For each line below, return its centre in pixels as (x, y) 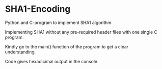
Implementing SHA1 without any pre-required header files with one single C (81, 32)
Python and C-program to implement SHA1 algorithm (58, 23)
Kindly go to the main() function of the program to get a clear (67, 46)
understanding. (20, 52)
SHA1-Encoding (38, 9)
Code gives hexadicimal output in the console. (52, 61)
